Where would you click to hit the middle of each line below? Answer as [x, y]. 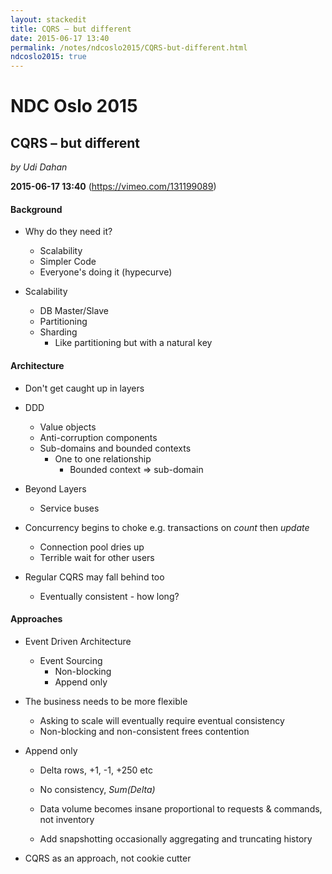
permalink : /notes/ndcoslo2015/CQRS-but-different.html [129, 47]
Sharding [58, 332]
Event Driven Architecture [78, 641]
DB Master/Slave [74, 311]
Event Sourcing [71, 660]
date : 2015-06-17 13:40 [60, 38]
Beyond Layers [55, 488]
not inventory [67, 819]
